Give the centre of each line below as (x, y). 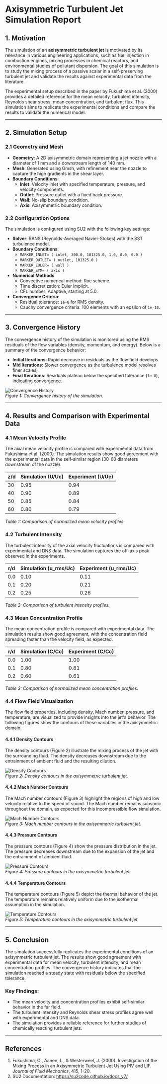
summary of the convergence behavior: (45, 350)
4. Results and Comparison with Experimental (78, 416)
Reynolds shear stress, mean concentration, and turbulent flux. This (75, 102)
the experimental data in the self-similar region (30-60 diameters (72, 459)
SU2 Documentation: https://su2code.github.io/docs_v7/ (70, 1077)
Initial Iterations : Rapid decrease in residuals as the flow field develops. (86, 359)
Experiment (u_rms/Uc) (108, 568)
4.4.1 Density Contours (29, 739)
